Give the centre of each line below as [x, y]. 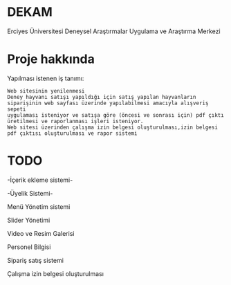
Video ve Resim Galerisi [41, 233]
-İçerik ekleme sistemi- [40, 180]
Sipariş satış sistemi [36, 260]
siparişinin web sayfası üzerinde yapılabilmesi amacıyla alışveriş [108, 103]
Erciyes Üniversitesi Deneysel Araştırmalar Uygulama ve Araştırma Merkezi [114, 31]
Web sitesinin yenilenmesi [46, 91]
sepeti [17, 109]
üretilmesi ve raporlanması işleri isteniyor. [75, 121]
